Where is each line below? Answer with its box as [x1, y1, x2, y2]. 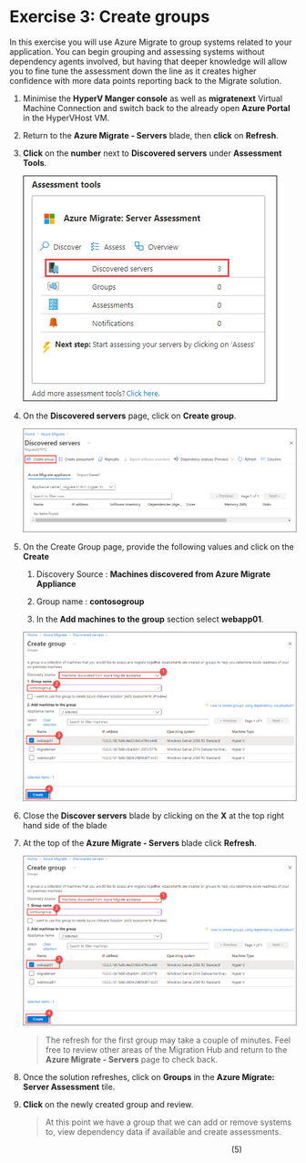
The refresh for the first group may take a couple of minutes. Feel [45, 1034, 291, 1045]
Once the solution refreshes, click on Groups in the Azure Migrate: [22, 1071, 275, 1082]
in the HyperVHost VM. [22, 112, 110, 123]
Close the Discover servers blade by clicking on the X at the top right [22, 810, 285, 821]
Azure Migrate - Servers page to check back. [45, 1054, 219, 1065]
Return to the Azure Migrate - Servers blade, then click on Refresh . [22, 129, 280, 140]
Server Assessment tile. [22, 1081, 116, 1092]
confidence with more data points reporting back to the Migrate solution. [9, 75, 282, 86]
